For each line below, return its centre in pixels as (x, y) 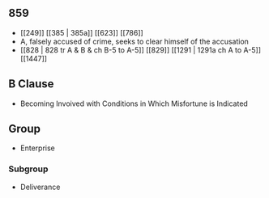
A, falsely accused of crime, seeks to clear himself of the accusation (134, 41)
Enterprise (37, 148)
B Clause (31, 84)
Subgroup (28, 169)
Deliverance (40, 187)
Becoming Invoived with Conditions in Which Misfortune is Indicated (134, 103)
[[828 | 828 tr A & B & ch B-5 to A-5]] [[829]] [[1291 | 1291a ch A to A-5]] (141, 50)
